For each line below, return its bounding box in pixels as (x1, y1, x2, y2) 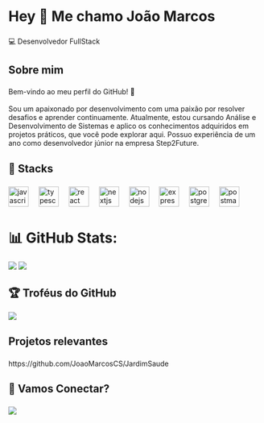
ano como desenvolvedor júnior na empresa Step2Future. (8, 139, 200, 148)
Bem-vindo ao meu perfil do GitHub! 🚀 (8, 87, 135, 97)
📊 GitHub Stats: (8, 229, 118, 247)
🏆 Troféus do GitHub (8, 286, 117, 301)
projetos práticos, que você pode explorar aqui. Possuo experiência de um (8, 130, 256, 139)
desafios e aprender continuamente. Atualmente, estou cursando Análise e (8, 113, 257, 122)
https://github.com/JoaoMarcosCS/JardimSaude (8, 359, 169, 368)
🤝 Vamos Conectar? (8, 382, 110, 396)
